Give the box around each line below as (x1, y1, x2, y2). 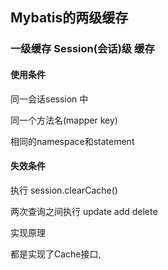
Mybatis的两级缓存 (10, 9, 129, 27)
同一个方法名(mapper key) (10, 114, 118, 126)
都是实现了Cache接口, (10, 248, 102, 260)
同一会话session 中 (10, 93, 89, 105)
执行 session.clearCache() (10, 184, 118, 196)
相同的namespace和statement (10, 135, 135, 147)
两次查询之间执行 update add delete (10, 205, 158, 217)
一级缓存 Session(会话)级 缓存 (10, 42, 155, 56)
